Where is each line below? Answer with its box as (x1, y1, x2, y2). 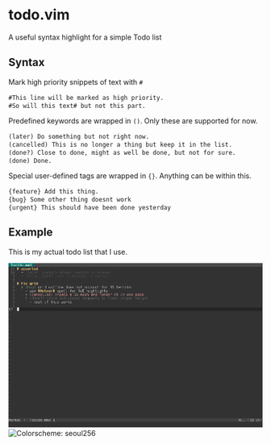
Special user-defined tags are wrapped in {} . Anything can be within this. (8, 171, 252, 181)
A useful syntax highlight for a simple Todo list (8, 32, 162, 42)
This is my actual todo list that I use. (8, 247, 127, 256)
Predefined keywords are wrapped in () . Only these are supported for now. (8, 115, 258, 126)
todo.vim (8, 6, 70, 24)
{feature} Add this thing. (8, 187, 99, 195)
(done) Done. (8, 156, 52, 164)
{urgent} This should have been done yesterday (8, 203, 172, 211)
